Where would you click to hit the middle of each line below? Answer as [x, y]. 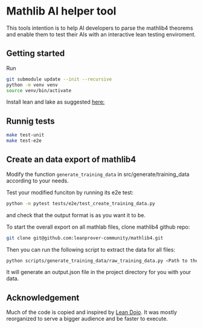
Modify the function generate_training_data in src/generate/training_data [98, 174]
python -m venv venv [32, 85]
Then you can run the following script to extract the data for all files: [91, 249]
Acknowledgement [43, 297]
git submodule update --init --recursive [59, 79]
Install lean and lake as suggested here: [56, 102]
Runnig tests [31, 121]
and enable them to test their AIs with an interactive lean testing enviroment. [101, 34]
